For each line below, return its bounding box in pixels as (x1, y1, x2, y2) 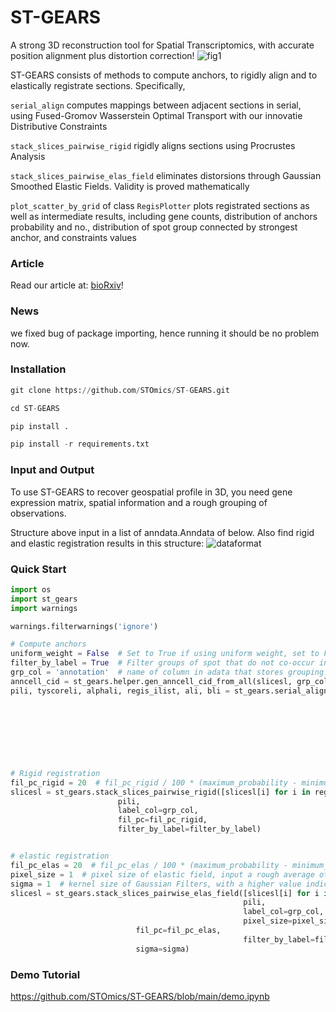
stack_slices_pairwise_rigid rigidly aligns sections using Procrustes (10, 139, 296, 151)
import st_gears (10, 594, 78, 604)
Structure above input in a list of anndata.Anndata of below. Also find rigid (10, 526, 315, 538)
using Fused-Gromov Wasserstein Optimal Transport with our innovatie (10, 109, 303, 121)
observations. (10, 507, 67, 519)
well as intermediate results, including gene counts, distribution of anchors (10, 210, 318, 222)
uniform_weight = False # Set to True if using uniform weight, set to (10, 649, 320, 659)
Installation (10, 362, 67, 376)
